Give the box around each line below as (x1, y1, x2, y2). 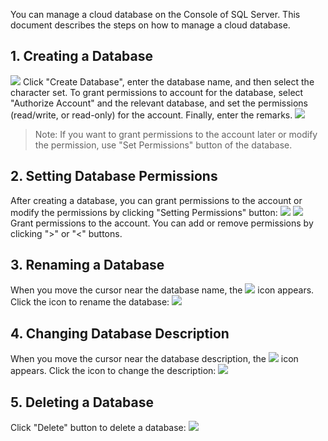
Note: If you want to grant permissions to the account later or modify (34, 128, 318, 140)
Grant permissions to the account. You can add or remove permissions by (10, 217, 314, 229)
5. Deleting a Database (10, 394, 154, 411)
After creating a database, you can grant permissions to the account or (10, 194, 303, 206)
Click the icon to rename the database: (10, 296, 170, 308)
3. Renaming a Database (10, 257, 165, 274)
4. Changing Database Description (10, 325, 230, 342)
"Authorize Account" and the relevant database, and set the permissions (10, 97, 309, 109)
